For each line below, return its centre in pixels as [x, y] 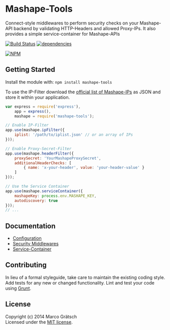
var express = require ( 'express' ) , [43, 107]
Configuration [27, 238]
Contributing [26, 265]
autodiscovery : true [36, 200]
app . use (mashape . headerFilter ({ [39, 154]
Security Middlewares [36, 244]
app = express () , [33, 111]
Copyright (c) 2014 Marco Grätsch [41, 316]
